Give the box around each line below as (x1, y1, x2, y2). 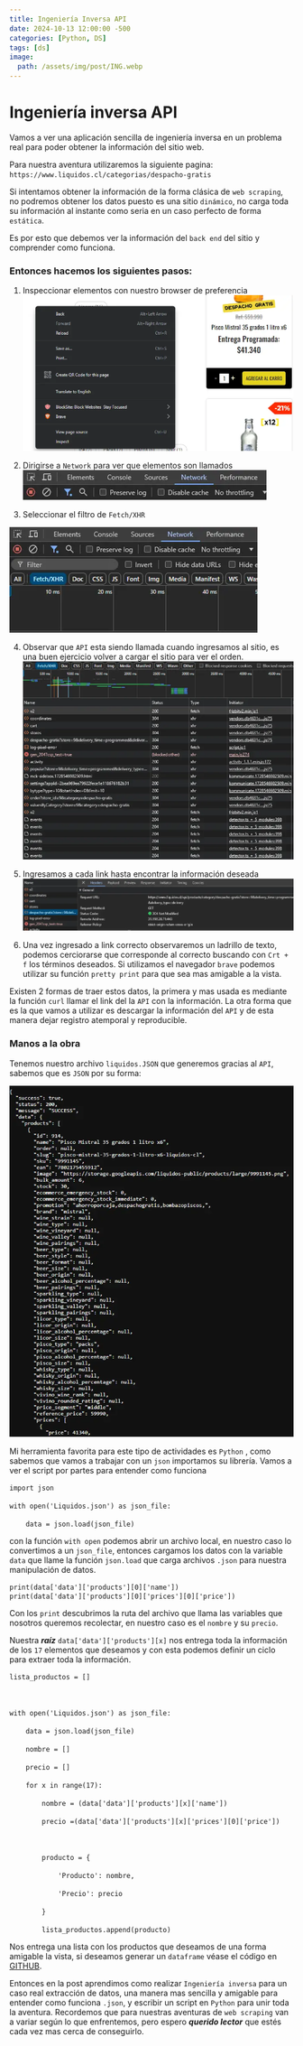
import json (9, 1483, 54, 1493)
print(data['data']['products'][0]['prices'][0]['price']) (9, 1592, 236, 1602)
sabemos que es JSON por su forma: (9, 1067, 142, 1078)
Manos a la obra (9, 1037, 81, 1050)
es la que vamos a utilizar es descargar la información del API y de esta (9, 1005, 274, 1016)
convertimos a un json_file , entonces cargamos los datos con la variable (9, 1545, 283, 1557)
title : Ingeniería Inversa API (9, 14, 127, 23)
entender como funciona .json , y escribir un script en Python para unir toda (9, 1997, 290, 2008)
